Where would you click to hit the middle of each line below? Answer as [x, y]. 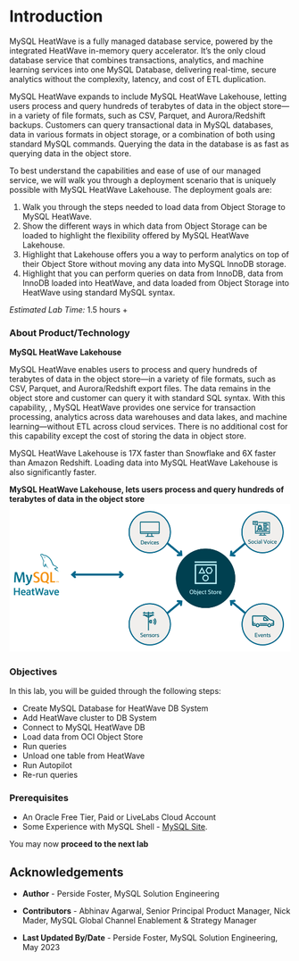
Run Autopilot [47, 765]
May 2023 [41, 948]
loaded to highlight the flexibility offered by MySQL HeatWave [136, 235]
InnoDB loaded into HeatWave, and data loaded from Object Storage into [156, 282]
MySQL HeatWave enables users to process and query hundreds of [133, 370]
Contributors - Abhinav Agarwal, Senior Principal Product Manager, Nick [156, 911]
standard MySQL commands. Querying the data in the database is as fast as [149, 144]
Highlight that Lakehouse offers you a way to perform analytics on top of [156, 254]
